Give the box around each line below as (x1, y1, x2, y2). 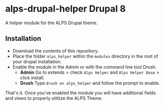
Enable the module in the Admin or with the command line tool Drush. (12, 64, 157, 70)
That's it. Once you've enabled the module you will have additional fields (5, 89, 156, 96)
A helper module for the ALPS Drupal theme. (5, 20, 98, 26)
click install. (20, 74, 45, 81)
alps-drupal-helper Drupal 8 (5, 3, 126, 15)
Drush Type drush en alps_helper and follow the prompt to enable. (20, 80, 160, 86)
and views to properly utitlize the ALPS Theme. (5, 95, 103, 101)
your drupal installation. (12, 59, 62, 65)
